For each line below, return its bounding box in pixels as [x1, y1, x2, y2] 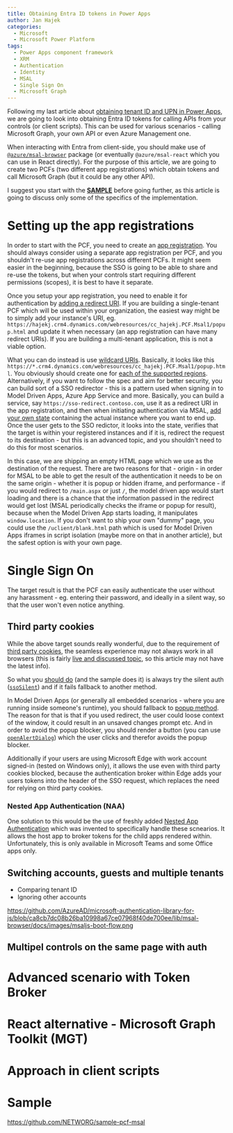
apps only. [7, 847, 37, 855]
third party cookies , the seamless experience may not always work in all [7, 647, 214, 655]
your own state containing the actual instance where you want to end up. [7, 414, 216, 422]
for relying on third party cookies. [7, 783, 103, 792]
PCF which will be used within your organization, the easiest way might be [7, 306, 220, 315]
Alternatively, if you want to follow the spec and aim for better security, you [7, 377, 223, 385]
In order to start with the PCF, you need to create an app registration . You [7, 241, 218, 250]
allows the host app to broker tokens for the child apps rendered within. [7, 832, 212, 841]
